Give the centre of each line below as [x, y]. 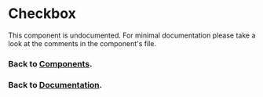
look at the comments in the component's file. [82, 43]
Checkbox [42, 14]
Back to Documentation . [55, 84]
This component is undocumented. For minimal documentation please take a [132, 35]
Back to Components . [50, 63]
